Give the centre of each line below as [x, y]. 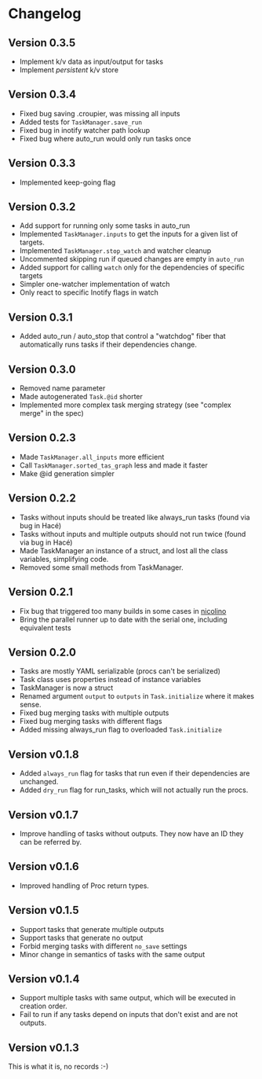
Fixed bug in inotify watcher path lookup [85, 130]
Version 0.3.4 [42, 95]
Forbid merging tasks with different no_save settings [103, 946]
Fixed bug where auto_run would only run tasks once [105, 138]
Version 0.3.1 [40, 317]
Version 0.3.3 [42, 163]
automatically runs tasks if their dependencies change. [108, 345]
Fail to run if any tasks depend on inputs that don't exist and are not [128, 1015]
